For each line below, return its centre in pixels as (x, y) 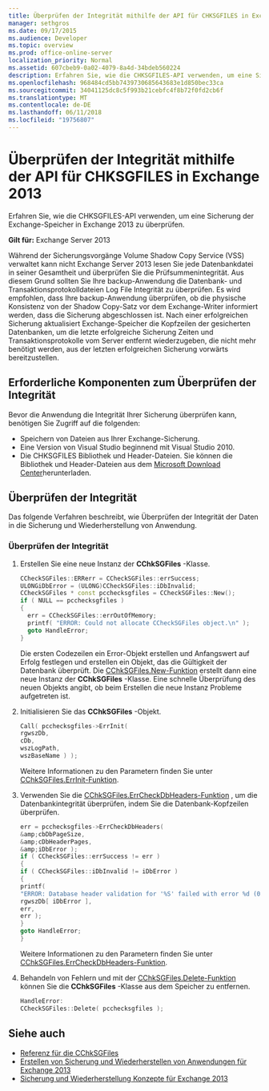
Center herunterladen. (56, 473)
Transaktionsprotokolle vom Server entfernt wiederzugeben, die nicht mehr (132, 340)
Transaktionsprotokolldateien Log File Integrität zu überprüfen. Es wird (124, 289)
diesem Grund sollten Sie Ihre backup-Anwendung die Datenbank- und (125, 280)
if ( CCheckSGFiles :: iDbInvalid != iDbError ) (99, 872)
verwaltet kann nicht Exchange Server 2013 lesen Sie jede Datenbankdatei (131, 264)
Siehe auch (37, 1034)
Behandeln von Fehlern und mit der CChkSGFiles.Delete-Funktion (128, 977)
